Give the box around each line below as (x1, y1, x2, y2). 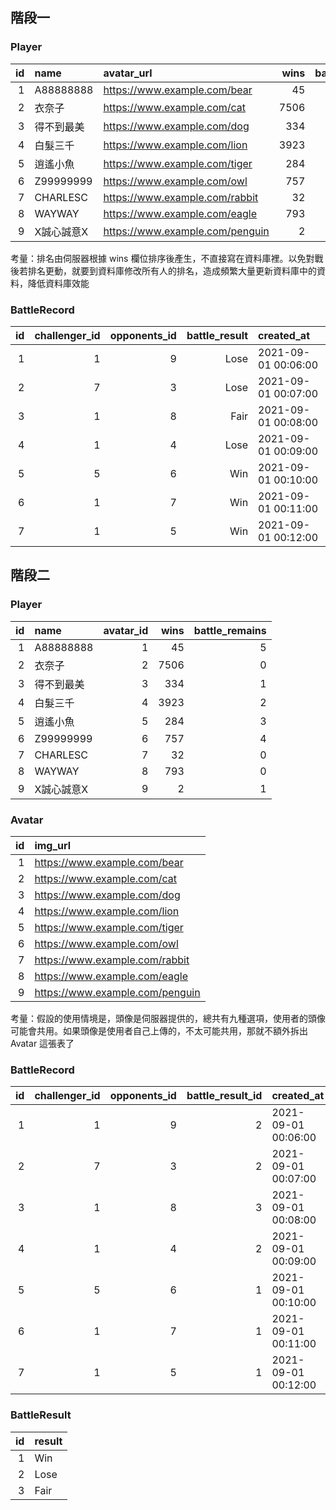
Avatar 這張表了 (10, 1037, 75, 1049)
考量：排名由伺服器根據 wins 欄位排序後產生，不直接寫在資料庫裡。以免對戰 (10, 252, 324, 264)
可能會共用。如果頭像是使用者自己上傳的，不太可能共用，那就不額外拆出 (10, 1024, 308, 1037)
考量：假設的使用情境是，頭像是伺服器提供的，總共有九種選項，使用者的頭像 (10, 1012, 326, 1024)
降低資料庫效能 (27, 277, 90, 289)
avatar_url (103, 66, 153, 80)
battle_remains (193, 623, 267, 637)
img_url (34, 838, 72, 852)
